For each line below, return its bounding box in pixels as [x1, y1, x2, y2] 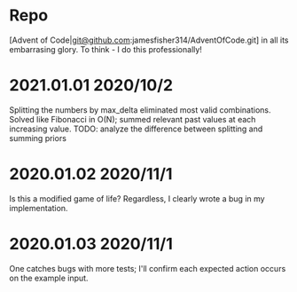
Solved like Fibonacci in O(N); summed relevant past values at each [9, 114, 256, 124]
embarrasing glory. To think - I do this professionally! [9, 43, 202, 54]
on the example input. [9, 272, 89, 283]
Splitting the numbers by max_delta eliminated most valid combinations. [9, 104, 271, 115]
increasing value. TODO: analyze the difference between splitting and [9, 123, 263, 134]
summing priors [9, 132, 66, 143]
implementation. [9, 202, 68, 213]
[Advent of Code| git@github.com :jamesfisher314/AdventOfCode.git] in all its [9, 35, 289, 45]
